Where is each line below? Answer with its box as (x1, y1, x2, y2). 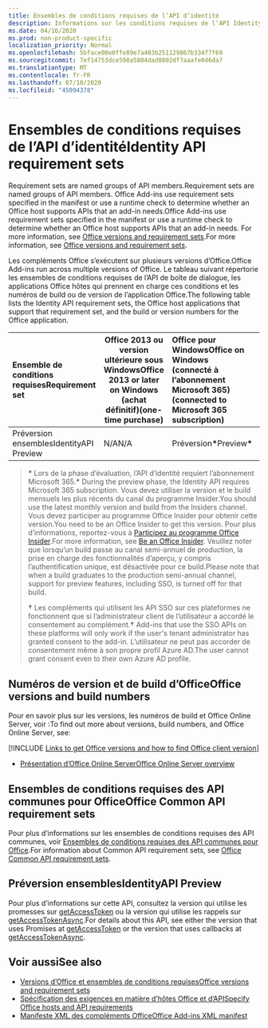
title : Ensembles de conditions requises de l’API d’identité (8, 11, 219, 20)
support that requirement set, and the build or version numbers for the (8, 307, 239, 317)
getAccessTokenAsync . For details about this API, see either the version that (8, 915, 258, 925)
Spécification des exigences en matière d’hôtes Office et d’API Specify (19, 994, 250, 1003)
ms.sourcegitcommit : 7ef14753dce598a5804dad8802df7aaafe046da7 (8, 57, 223, 65)
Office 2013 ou (104, 334, 164, 346)
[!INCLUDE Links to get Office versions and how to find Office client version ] (8, 743, 259, 753)
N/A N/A (103, 438, 133, 449)
